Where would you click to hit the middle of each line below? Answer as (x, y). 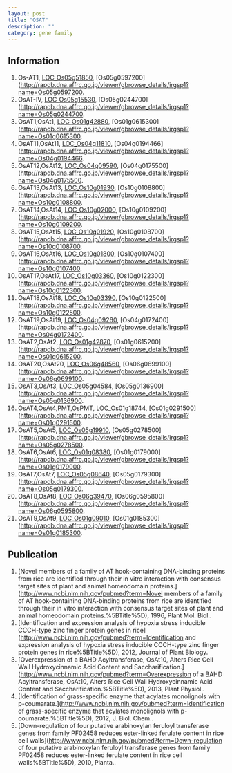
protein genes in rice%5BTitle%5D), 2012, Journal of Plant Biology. (113, 652)
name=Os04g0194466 (50, 158)
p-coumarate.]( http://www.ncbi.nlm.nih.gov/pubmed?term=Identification (121, 703)
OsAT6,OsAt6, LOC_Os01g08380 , (65, 452)
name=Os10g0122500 (49, 313)
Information (34, 60)
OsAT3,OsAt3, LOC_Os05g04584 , (66, 386)
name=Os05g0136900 (50, 401)
